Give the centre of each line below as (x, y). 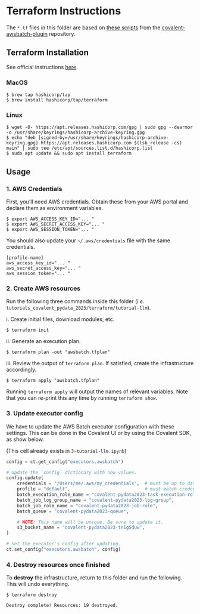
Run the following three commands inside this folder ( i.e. (75, 301)
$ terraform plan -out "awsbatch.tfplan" (58, 352)
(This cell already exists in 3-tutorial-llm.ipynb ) (66, 451)
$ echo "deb (21, 138)
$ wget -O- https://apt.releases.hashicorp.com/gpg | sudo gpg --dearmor (100, 127)
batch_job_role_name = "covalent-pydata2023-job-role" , (88, 505)
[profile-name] (25, 258)
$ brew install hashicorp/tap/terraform (57, 100)
